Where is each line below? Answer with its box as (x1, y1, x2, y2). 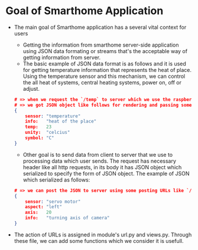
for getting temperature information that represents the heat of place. (22, 66, 192, 73)
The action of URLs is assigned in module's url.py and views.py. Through (14, 231, 192, 238)
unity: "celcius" (25, 130, 70, 136)
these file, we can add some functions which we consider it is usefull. (14, 237, 184, 244)
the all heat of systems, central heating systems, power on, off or (22, 78, 181, 86)
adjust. (22, 85, 40, 92)
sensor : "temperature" (25, 113, 81, 119)
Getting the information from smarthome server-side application (22, 41, 179, 48)
